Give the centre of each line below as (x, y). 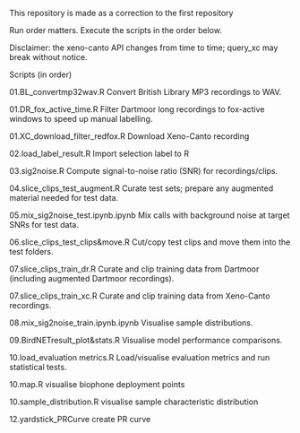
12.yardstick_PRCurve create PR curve (80, 419)
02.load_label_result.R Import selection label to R (99, 153)
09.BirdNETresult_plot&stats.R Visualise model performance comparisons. (146, 340)
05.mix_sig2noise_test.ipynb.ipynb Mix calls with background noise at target (150, 215)
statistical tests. (38, 367)
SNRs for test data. (44, 225)
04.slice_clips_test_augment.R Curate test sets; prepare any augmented (141, 188)
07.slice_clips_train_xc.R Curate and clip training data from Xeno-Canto (140, 296)
